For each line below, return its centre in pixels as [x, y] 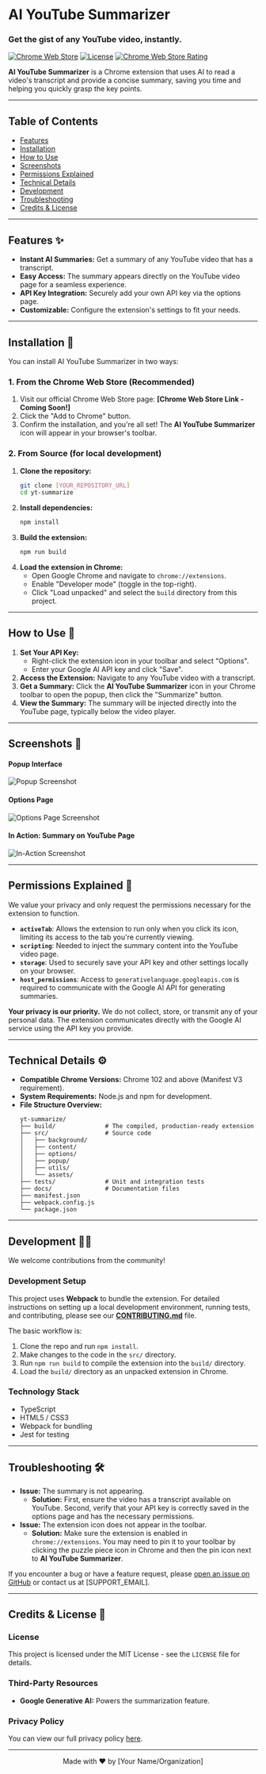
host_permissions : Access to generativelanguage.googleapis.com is [129, 979]
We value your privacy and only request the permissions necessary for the [130, 904]
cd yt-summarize [46, 493]
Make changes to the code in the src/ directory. [98, 1354]
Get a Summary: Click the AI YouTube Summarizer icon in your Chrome [137, 686]
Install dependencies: [56, 508]
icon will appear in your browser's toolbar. [88, 433]
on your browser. [47, 970]
